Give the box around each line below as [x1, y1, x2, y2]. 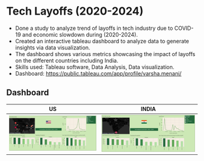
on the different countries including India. [15, 57, 118, 64]
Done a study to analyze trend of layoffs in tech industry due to [15, 24, 173, 32]
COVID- [174, 24, 194, 32]
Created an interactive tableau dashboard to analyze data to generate [15, 37, 189, 45]
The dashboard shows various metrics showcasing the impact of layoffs [15, 50, 195, 57]
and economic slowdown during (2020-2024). [22, 30, 138, 38]
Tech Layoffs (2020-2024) [6, 4, 144, 18]
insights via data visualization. [15, 44, 90, 51]
